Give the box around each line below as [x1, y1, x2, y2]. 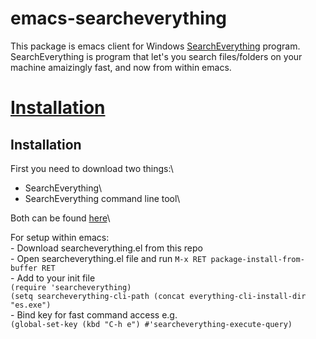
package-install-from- [210, 254, 305, 264]
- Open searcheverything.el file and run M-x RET [10, 252, 207, 264]
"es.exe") [10, 300, 52, 310]
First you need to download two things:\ [10, 162, 174, 174]
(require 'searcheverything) [10, 282, 132, 292]
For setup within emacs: [10, 231, 110, 243]
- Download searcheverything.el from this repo [10, 242, 203, 254]
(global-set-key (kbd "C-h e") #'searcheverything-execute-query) [10, 319, 293, 329]
